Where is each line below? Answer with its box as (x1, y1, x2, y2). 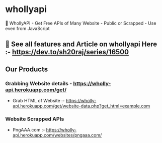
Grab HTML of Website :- (12, 98, 65, 104)
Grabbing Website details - (5, 80, 72, 87)
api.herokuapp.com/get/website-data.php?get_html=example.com (12, 103, 150, 109)
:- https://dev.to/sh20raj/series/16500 (5, 48, 129, 56)
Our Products (5, 65, 48, 73)
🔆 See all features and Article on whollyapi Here (5, 40, 157, 49)
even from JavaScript (5, 25, 50, 31)
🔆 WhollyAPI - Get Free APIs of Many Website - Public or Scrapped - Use (5, 20, 156, 26)
